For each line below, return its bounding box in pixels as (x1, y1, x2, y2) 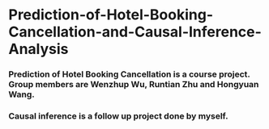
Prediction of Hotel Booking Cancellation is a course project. (8, 69, 250, 80)
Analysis (8, 40, 69, 58)
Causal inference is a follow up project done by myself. (8, 110, 228, 122)
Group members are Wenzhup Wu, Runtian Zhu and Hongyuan (8, 79, 259, 90)
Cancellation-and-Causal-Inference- (8, 23, 262, 41)
